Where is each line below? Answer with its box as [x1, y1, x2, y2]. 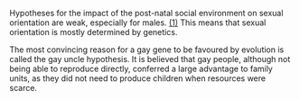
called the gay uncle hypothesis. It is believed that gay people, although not [9, 54, 291, 64]
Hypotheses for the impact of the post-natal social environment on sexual [9, 8, 284, 18]
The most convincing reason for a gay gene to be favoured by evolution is [9, 44, 285, 55]
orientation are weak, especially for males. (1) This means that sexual [9, 17, 267, 28]
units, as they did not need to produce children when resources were [9, 73, 267, 84]
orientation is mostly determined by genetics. [9, 27, 178, 37]
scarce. [9, 83, 38, 93]
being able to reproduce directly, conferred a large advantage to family [9, 63, 273, 74]
